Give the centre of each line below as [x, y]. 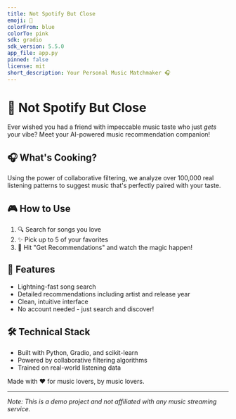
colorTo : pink [28, 33]
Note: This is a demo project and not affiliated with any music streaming [112, 401]
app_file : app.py [33, 54]
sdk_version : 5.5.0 [36, 46]
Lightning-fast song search [57, 287]
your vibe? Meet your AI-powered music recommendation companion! [109, 135]
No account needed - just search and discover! [86, 309]
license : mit [26, 66]
